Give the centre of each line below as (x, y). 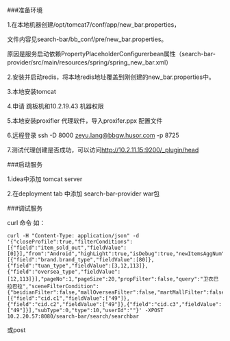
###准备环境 (25, 10)
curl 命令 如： (26, 223)
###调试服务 (25, 208)
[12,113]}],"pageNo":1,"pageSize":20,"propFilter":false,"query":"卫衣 (110, 279)
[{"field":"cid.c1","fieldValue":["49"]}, (68, 298)
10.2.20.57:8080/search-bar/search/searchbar (73, 316)
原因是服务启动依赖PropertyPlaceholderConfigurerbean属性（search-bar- (111, 54)
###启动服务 (25, 164)
